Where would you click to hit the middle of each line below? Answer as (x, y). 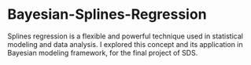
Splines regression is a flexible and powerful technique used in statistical (125, 36)
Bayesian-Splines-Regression (107, 14)
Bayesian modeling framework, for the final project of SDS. (103, 52)
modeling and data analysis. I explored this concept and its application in (125, 44)
